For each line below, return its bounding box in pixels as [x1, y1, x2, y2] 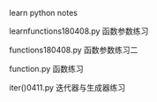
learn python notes [9, 8, 78, 18]
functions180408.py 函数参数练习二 [9, 44, 138, 55]
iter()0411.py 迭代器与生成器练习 [9, 82, 126, 92]
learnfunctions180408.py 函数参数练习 [9, 26, 149, 36]
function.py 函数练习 [9, 64, 84, 74]
